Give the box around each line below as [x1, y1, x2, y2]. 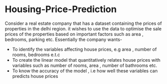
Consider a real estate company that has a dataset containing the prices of [5, 20, 162, 26]
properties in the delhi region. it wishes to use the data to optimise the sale [5, 25, 162, 31]
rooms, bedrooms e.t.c [12, 52, 60, 58]
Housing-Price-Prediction [5, 4, 117, 15]
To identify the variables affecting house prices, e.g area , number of [12, 46, 157, 52]
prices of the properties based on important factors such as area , [5, 31, 144, 37]
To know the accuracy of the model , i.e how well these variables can [12, 67, 158, 74]
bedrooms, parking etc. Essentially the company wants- [5, 36, 123, 43]
